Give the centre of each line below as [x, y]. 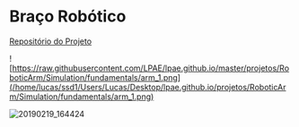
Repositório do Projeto [51, 41]
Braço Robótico [68, 17]
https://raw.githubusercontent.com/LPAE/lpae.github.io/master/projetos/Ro [151, 68]
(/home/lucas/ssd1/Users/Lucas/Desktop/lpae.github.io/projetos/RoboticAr [148, 87]
